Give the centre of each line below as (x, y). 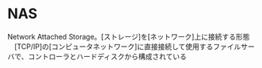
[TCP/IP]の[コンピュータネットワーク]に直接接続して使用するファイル (127, 46)
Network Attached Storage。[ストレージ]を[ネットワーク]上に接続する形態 (129, 36)
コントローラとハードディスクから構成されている (108, 56)
